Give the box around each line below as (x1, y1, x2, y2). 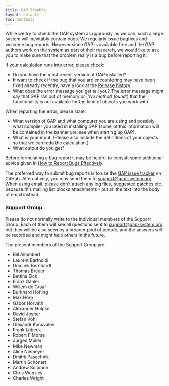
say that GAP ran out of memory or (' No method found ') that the (12, 93, 146, 99)
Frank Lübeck (12, 327, 41, 333)
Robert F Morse (12, 332, 45, 338)
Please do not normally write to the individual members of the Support (5, 216, 151, 222)
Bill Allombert (12, 251, 40, 258)
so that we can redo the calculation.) (12, 140, 89, 146)
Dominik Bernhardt (12, 262, 52, 268)
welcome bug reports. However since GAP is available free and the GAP (5, 41, 155, 48)
